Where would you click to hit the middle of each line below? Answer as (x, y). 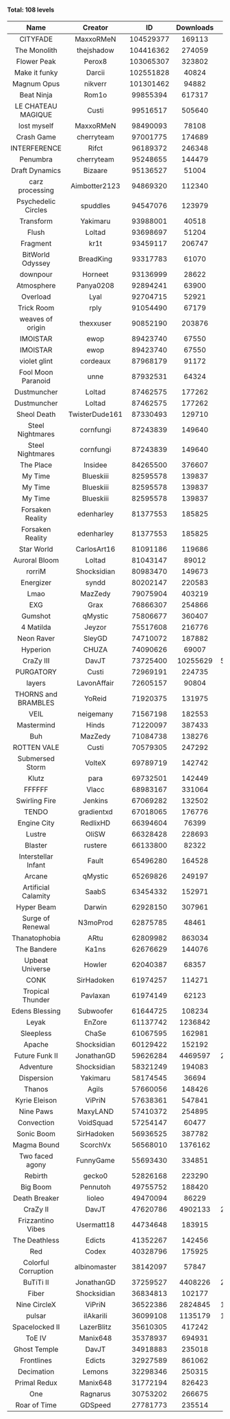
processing (36, 190)
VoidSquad (95, 1123)
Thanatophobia (36, 938)
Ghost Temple (36, 1350)
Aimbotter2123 (96, 186)
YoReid (96, 699)
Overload (36, 297)
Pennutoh (95, 1187)
